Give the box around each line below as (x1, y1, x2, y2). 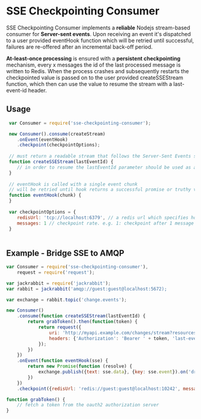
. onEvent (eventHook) (17, 136, 68, 142)
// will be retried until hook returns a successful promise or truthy (8, 187, 191, 193)
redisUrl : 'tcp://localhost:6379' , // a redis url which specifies (17, 214, 188, 220)
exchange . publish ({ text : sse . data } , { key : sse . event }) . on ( (38, 369, 189, 375)
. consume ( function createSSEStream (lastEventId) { (17, 313, 146, 319)
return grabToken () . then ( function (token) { (28, 319, 138, 325)
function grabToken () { (6, 396, 66, 403)
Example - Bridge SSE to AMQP (6, 248, 124, 258)
